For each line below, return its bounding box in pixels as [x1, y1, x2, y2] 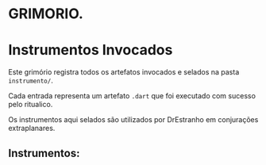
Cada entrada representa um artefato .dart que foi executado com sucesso [8, 91, 256, 101]
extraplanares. [8, 124, 56, 133]
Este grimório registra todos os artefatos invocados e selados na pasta [8, 67, 240, 77]
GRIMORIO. [8, 5, 83, 23]
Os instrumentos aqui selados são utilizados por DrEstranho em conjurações [8, 115, 259, 125]
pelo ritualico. [8, 100, 53, 109]
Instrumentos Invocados [8, 41, 173, 59]
